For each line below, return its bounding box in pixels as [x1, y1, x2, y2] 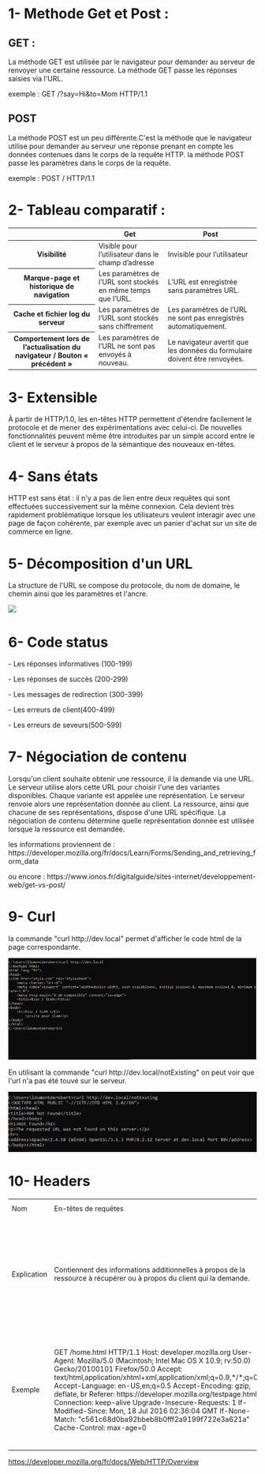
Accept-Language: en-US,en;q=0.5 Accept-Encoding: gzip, [54, 1381, 251, 1390]
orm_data [8, 857, 39, 866]
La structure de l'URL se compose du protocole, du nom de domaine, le [8, 581, 241, 591]
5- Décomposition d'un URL [8, 554, 193, 572]
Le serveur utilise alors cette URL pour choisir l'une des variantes [8, 782, 221, 792]
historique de [28, 282, 75, 291]
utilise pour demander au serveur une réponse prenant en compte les [8, 141, 234, 151]
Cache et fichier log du [13, 309, 91, 319]
